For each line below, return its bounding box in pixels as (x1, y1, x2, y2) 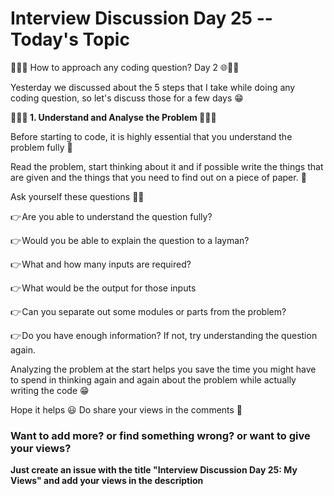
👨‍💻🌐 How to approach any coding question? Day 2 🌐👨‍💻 (10, 61, 240, 73)
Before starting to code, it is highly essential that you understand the (10, 130, 293, 142)
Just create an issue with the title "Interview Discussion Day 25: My (10, 464, 298, 476)
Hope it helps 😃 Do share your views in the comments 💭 (10, 403, 243, 416)
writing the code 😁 (10, 384, 90, 396)
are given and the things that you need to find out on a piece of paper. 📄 (10, 171, 307, 183)
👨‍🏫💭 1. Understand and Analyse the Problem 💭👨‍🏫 (10, 111, 217, 123)
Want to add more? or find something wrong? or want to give (10, 428, 311, 442)
